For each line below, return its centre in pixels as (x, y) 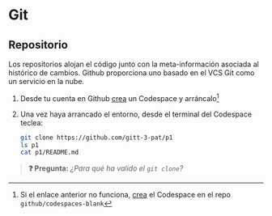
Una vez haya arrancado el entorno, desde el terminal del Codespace (136, 114)
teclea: (31, 122)
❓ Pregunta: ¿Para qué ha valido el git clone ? (106, 168)
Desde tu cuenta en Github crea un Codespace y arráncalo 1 (120, 97)
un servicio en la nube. (47, 81)
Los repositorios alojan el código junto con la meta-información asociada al (134, 64)
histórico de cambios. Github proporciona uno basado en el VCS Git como (132, 73)
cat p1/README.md (49, 152)
